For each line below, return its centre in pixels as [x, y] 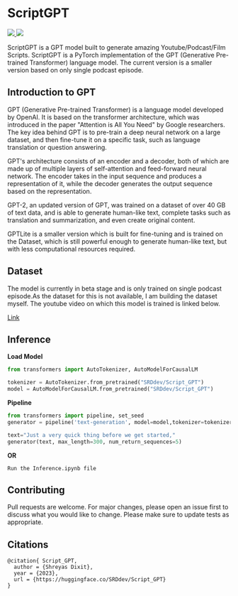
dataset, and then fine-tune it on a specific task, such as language [104, 139]
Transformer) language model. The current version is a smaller [121, 63]
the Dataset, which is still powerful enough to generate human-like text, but [117, 241]
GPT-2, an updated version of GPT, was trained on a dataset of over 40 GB [117, 205]
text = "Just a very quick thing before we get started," [91, 435]
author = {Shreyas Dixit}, [53, 567]
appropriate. [25, 522]
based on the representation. [50, 191]
